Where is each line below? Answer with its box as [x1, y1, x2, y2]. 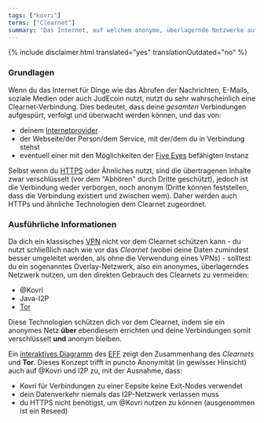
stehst [19, 142, 41, 152]
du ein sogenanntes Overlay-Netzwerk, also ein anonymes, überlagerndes [8, 261, 249, 271]
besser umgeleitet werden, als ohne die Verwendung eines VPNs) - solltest [8, 253, 251, 263]
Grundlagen [8, 68, 55, 79]
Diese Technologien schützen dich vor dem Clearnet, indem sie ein [8, 317, 225, 326]
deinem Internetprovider [19, 125, 98, 134]
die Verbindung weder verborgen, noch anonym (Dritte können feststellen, [8, 182, 249, 192]
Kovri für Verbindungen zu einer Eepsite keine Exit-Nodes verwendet [19, 381, 244, 390]
